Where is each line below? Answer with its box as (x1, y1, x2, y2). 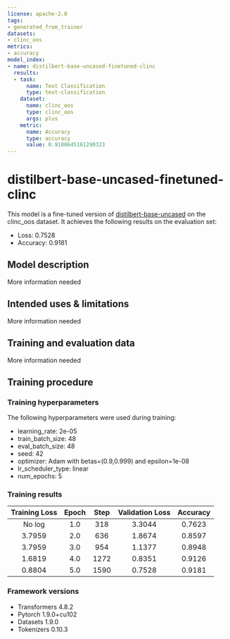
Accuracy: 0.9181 (17, 239, 68, 247)
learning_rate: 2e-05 (17, 427, 77, 435)
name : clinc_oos (25, 102, 74, 109)
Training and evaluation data (7, 337, 135, 349)
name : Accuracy (25, 128, 71, 135)
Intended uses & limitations (7, 298, 129, 310)
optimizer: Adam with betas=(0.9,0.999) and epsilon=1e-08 (17, 457, 190, 466)
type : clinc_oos (25, 108, 74, 116)
